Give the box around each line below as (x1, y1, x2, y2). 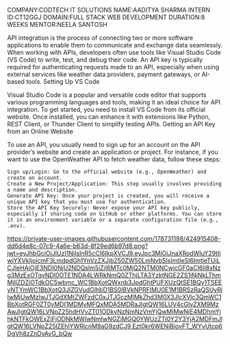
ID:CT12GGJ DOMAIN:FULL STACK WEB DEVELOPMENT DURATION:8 (7, 13, 205, 21)
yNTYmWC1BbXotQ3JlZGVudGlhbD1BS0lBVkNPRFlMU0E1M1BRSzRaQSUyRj (7, 286, 223, 294)
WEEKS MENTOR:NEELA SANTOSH (7, 21, 107, 28)
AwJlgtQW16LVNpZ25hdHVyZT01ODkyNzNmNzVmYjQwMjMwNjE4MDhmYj (7, 308, 221, 315)
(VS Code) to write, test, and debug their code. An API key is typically (7, 56, 203, 64)
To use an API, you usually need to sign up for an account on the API (7, 141, 201, 148)
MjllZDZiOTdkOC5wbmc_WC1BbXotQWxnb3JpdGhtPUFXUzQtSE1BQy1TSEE (7, 278, 222, 286)
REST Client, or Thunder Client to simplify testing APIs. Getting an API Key (7, 120, 216, 128)
